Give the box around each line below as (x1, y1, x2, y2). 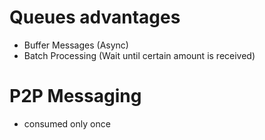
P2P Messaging (9, 85, 142, 108)
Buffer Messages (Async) (23, 39, 129, 51)
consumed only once (23, 117, 111, 130)
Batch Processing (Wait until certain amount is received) (23, 49, 256, 61)
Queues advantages (9, 6, 181, 29)
